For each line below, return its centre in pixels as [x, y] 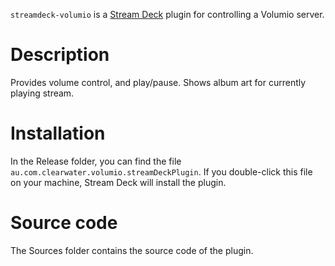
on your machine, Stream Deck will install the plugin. [118, 182]
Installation [58, 133]
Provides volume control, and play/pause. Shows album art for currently [158, 82]
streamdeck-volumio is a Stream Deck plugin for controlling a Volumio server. [167, 14]
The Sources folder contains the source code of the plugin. [132, 250]
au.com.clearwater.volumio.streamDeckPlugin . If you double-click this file [161, 171]
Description [60, 55]
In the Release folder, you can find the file [96, 161]
